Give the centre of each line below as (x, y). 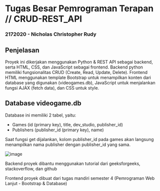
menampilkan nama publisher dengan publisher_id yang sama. (68, 144)
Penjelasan (22, 50)
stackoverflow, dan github (31, 168)
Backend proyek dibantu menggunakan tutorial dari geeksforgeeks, (73, 163)
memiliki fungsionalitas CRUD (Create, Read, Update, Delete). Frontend (76, 72)
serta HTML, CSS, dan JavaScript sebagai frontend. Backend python (74, 67)
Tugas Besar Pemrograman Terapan (79, 9)
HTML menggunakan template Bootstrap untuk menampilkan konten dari (78, 77)
